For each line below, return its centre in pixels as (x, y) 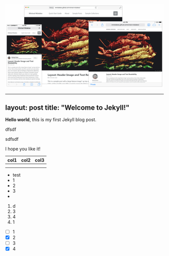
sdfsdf (12, 139)
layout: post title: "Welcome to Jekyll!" (67, 107)
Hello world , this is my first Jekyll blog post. (51, 120)
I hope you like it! (23, 149)
